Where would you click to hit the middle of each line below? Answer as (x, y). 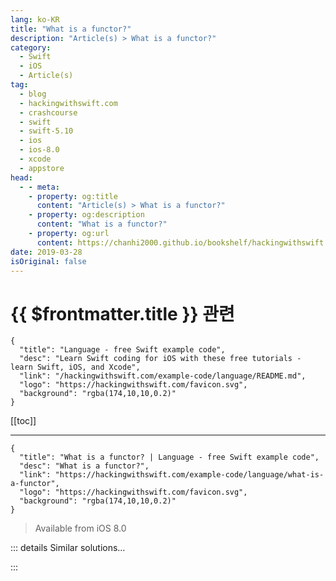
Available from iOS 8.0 (80, 528)
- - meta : (39, 187)
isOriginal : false (48, 261)
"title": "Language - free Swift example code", (122, 350)
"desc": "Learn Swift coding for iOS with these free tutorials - (160, 359)
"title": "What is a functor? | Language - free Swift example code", (169, 457)
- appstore (42, 168)
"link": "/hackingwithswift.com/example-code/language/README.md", (163, 376)
